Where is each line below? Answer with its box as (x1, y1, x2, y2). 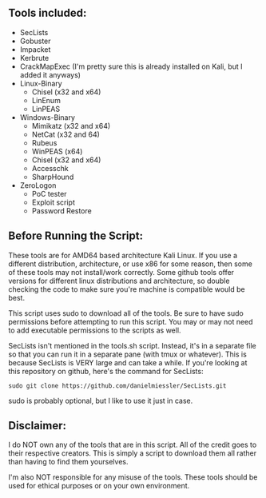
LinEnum (31, 95, 62, 105)
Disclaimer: (8, 419, 66, 432)
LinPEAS (31, 104, 61, 114)
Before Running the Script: (8, 229, 144, 243)
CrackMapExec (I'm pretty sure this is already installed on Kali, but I (19, 62, 243, 71)
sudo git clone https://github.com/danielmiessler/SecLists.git (8, 381, 227, 390)
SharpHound (31, 172, 74, 181)
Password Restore (31, 205, 92, 215)
